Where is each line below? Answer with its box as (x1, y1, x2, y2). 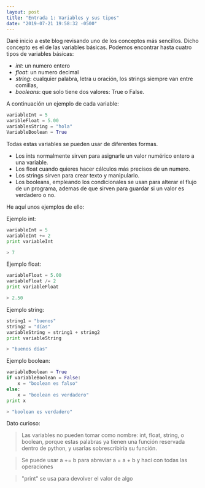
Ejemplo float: (6, 260, 42, 268)
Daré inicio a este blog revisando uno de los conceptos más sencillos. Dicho (6, 37, 199, 45)
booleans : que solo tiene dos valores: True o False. (15, 88, 145, 96)
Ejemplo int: (6, 215, 36, 222)
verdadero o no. (15, 191, 56, 198)
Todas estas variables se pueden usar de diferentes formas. (6, 140, 158, 147)
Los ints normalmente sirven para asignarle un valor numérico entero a (15, 152, 195, 160)
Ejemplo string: (6, 306, 45, 313)
